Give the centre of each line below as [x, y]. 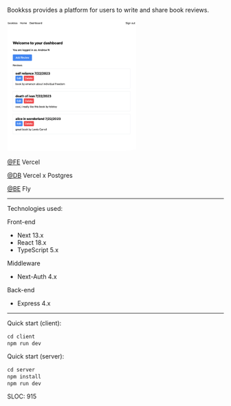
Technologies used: [35, 209]
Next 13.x [30, 235]
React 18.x [32, 243]
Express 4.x [34, 303]
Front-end [21, 222]
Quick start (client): [34, 323]
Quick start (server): [36, 356]
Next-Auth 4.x [37, 277]
